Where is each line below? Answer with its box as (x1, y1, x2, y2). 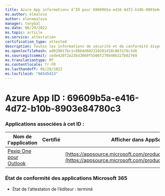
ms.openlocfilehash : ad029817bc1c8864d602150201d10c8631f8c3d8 (5, 48, 137, 53)
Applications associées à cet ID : (5, 120, 84, 127)
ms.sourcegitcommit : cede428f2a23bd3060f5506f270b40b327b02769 (5, 53, 137, 58)
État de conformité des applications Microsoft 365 (5, 175, 128, 182)
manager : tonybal (5, 21, 41, 26)
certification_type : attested (5, 39, 67, 44)
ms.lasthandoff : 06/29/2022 (5, 67, 63, 72)
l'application (7, 139, 38, 146)
